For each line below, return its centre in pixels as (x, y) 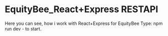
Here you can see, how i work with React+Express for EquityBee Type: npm (84, 23)
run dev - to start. (23, 28)
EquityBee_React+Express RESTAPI (81, 9)
